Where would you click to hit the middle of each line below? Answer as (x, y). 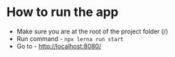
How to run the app (62, 12)
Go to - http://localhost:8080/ (59, 46)
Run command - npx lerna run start (70, 38)
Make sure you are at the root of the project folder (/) (92, 31)
